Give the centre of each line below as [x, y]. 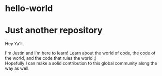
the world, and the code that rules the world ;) [51, 58]
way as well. [17, 68]
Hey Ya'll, [15, 44]
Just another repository [54, 31]
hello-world [29, 8]
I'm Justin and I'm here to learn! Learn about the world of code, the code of [80, 53]
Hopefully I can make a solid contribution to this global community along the [81, 63]
